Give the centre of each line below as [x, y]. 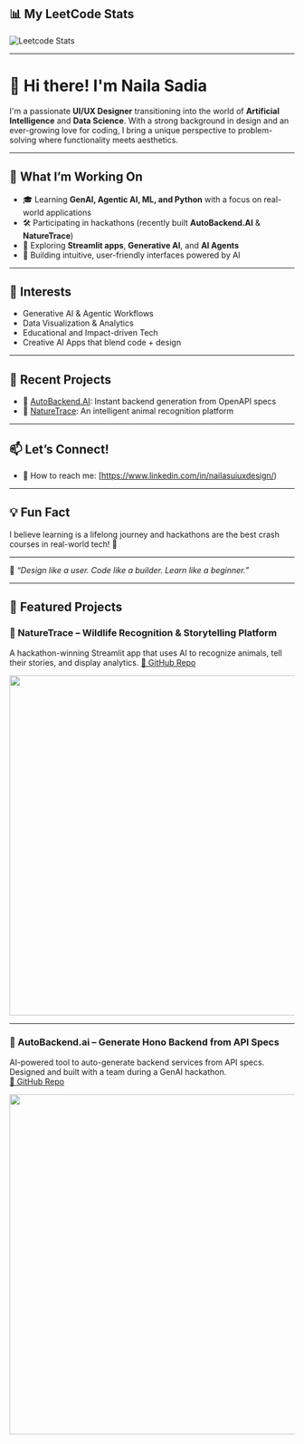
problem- [256, 130]
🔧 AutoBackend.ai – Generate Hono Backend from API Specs [144, 1042]
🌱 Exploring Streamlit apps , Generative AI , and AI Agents [131, 245]
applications [69, 212]
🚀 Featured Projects [66, 607]
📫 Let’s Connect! [59, 449]
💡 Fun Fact [40, 513]
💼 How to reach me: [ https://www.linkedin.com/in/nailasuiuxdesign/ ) [150, 475]
